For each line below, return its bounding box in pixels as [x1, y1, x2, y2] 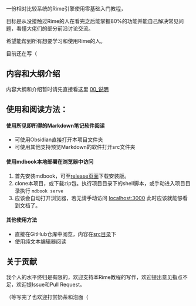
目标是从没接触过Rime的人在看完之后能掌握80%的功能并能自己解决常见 [6, 18, 179, 25]
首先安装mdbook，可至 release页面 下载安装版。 [14, 172, 130, 179]
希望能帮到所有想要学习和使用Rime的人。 [6, 38, 106, 44]
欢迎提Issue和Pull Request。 [16, 281, 85, 288]
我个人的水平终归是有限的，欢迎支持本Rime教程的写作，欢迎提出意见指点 [6, 273, 183, 281]
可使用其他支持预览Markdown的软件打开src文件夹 [14, 144, 136, 151]
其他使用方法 [6, 217, 37, 224]
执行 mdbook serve [19, 187, 63, 194]
